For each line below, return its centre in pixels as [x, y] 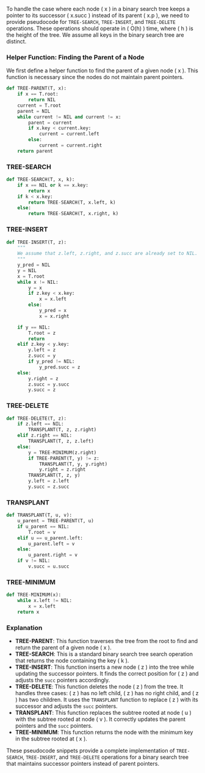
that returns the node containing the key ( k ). [72, 661]
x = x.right [54, 316]
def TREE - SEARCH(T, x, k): [41, 180]
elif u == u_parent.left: [50, 538]
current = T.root [39, 105]
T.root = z [42, 333]
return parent [35, 151]
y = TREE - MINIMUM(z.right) [63, 452]
